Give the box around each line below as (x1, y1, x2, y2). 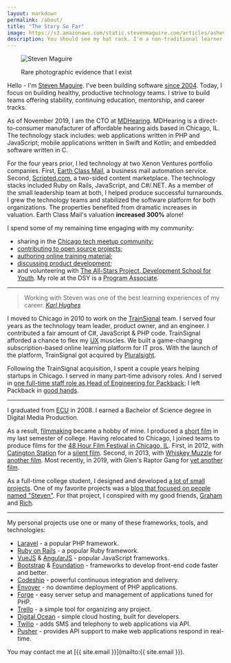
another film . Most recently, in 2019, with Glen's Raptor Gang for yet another (7, 456, 223, 465)
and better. (16, 569, 48, 577)
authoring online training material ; (16, 252, 113, 261)
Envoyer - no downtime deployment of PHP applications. (16, 583, 178, 591)
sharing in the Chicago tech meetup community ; (16, 237, 154, 245)
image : (7, 29, 26, 37)
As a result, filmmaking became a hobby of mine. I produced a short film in (7, 427, 219, 435)
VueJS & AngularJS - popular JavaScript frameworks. (16, 554, 170, 562)
